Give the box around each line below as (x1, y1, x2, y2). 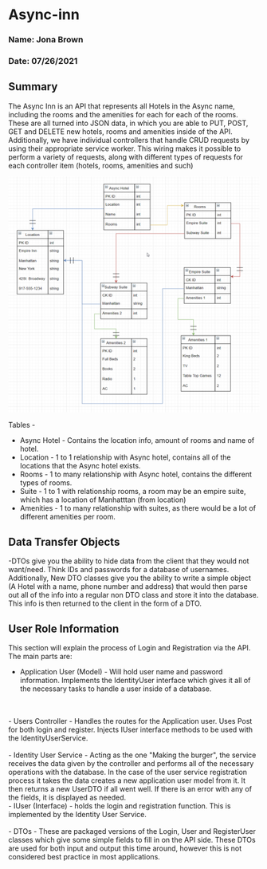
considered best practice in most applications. (8, 851, 161, 861)
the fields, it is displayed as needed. (8, 792, 127, 802)
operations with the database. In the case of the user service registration (8, 767, 248, 776)
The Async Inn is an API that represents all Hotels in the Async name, (8, 101, 235, 111)
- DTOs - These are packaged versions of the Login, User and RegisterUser (8, 826, 257, 835)
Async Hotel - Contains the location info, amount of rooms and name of (19, 436, 255, 445)
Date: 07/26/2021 (8, 56, 78, 67)
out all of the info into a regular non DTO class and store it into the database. (8, 591, 259, 600)
